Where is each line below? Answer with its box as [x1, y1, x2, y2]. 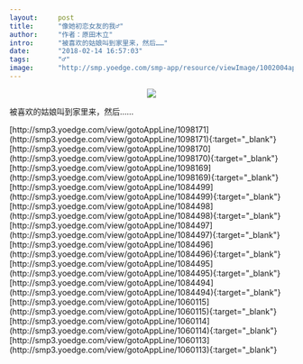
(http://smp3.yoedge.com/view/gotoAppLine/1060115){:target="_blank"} [9, 305, 278, 316]
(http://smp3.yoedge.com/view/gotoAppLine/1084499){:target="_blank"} [9, 191, 281, 202]
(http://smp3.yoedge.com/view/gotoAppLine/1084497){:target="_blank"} [9, 229, 281, 240]
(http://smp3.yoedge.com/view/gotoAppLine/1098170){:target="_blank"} [9, 152, 279, 163]
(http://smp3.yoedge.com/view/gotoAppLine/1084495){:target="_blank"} [9, 268, 281, 278]
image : [9, 64, 34, 73]
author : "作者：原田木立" [9, 30, 114, 39]
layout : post [9, 13, 75, 23]
